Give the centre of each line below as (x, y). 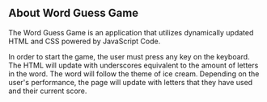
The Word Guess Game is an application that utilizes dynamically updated (131, 32)
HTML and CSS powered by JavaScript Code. (85, 41)
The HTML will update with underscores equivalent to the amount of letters (133, 65)
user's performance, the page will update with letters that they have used (131, 82)
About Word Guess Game (74, 13)
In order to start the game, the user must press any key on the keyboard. (129, 56)
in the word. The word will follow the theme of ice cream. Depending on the (134, 73)
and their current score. (48, 91)
